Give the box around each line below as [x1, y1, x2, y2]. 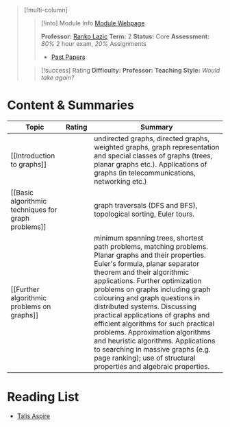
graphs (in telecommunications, [94, 168, 196, 178]
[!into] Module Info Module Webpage [40, 19, 145, 27]
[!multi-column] [23, 6, 68, 14]
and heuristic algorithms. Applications [94, 336, 216, 345]
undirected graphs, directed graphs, [94, 134, 210, 143]
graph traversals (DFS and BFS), [94, 200, 198, 210]
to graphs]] [10, 159, 47, 169]
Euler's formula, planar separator [94, 258, 200, 268]
